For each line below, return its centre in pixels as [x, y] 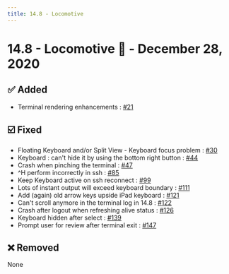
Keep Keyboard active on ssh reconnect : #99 [84, 180]
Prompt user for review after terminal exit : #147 [87, 225]
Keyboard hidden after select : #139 [70, 218]
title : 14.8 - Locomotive [45, 14]
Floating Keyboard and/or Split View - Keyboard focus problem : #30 [117, 150]
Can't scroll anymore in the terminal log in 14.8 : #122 [94, 203]
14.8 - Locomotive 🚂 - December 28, [115, 48]
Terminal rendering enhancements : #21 [75, 107]
